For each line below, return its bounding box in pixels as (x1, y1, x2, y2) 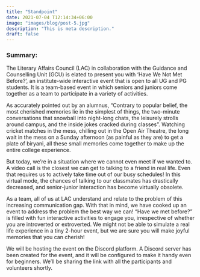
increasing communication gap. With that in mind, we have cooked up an (6, 202, 187, 209)
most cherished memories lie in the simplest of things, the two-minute (6, 108, 180, 115)
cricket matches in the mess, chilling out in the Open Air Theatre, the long (6, 127, 189, 135)
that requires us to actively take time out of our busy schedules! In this (6, 171, 181, 178)
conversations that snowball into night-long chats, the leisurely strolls (6, 115, 179, 122)
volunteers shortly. (6, 264, 53, 272)
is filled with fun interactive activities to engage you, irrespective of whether (6, 215, 195, 222)
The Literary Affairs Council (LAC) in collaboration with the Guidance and (6, 64, 187, 72)
